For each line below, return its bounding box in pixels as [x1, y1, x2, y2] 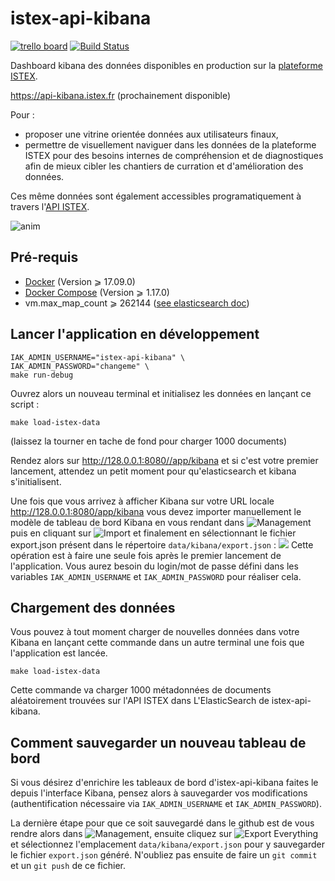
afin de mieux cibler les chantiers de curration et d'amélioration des [24, 160, 304, 172]
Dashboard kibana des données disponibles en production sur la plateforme [10, 59, 323, 71]
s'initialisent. [10, 475, 62, 487]
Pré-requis [10, 249, 79, 266]
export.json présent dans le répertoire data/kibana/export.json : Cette [10, 538, 314, 551]
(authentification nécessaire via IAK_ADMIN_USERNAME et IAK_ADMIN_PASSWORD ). [10, 798, 322, 810]
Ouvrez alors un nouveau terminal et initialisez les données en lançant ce [10, 387, 312, 399]
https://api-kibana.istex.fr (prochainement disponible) [10, 89, 232, 101]
